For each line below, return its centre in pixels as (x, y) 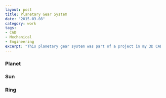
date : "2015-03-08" (25, 19)
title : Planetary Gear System (36, 14)
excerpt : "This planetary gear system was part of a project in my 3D (79, 46)
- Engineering (20, 42)
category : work (21, 23)
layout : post (19, 10)
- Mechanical (19, 37)
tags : (11, 28)
